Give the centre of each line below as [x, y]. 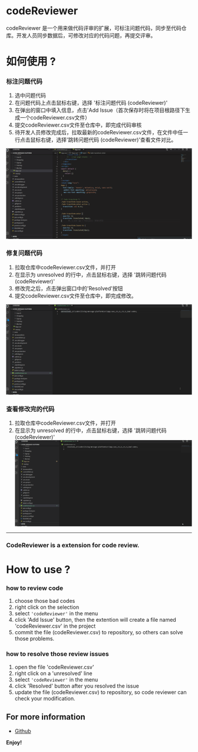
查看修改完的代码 [30, 409]
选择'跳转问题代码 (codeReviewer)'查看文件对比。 [116, 140]
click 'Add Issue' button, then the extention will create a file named [95, 620]
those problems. [34, 639]
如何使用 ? [31, 62]
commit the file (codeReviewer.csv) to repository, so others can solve [99, 632]
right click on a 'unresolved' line [53, 673]
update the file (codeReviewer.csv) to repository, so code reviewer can [100, 692]
